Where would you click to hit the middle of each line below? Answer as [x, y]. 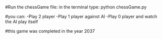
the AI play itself [22, 22]
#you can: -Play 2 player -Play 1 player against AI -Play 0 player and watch [81, 16]
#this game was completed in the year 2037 [50, 31]
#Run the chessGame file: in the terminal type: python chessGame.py [76, 7]
